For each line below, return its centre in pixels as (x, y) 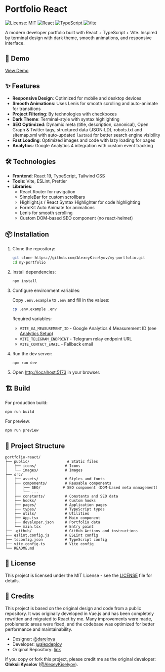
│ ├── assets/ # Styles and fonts (55, 479)
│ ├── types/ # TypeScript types (55, 509)
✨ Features (22, 86)
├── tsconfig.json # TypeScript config (56, 539)
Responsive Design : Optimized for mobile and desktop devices (77, 98)
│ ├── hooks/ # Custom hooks (51, 501)
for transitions (26, 109)
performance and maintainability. (39, 629)
